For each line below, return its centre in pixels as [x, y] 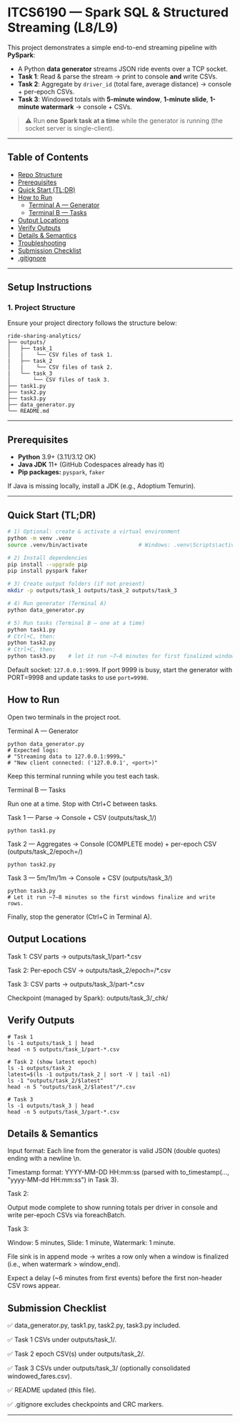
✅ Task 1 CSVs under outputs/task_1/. [62, 1339]
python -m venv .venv [40, 538]
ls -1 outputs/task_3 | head [51, 1105]
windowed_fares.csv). [40, 1377]
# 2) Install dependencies [47, 558]
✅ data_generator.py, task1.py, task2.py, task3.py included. [94, 1325]
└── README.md [29, 411]
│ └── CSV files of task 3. [59, 380]
